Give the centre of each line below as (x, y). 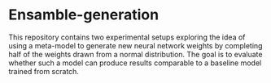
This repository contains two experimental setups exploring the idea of (127, 37)
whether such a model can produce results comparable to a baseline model (135, 63)
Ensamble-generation (84, 15)
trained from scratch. (44, 71)
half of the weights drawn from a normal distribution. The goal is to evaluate (135, 54)
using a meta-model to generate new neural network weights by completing (135, 45)
